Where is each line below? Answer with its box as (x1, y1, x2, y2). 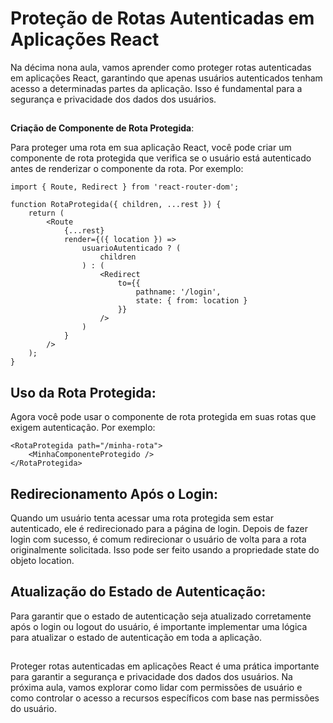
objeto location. (10, 554, 75, 566)
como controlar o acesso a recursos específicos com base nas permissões (10, 692, 320, 704)
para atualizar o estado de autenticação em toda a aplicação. (10, 631, 263, 643)
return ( (28, 208, 65, 219)
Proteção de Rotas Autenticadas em (10, 7, 315, 30)
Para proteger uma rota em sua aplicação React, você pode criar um (10, 142, 292, 154)
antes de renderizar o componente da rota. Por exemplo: (10, 163, 244, 175)
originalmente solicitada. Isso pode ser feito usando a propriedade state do (10, 543, 320, 556)
